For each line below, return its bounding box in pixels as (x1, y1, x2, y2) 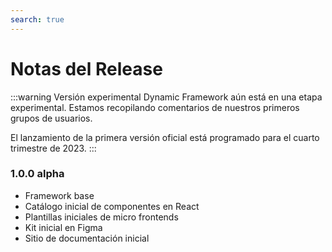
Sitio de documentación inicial (24, 232, 150, 244)
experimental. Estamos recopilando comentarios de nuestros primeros (10, 101, 300, 113)
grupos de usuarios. (10, 112, 93, 124)
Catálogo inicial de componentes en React (24, 200, 200, 212)
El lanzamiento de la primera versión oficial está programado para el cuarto (10, 131, 320, 143)
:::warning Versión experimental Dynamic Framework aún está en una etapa (10, 91, 323, 103)
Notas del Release (10, 57, 163, 80)
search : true (10, 14, 65, 25)
